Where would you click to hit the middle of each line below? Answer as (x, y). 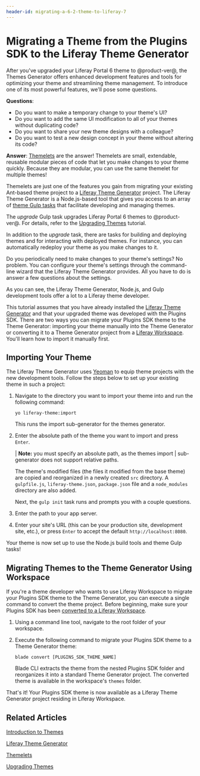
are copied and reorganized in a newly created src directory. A (91, 478)
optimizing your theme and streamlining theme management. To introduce (97, 83)
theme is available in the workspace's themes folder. (78, 681)
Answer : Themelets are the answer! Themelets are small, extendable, (91, 155)
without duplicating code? (46, 125)
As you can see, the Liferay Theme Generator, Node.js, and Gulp (85, 289)
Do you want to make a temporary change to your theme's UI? (91, 112)
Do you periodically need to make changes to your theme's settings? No (95, 258)
